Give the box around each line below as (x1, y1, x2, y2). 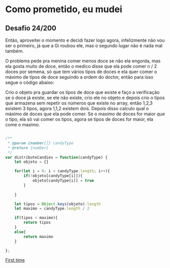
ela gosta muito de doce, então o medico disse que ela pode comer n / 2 (5, 63, 157, 69)
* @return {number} (7, 145, 49, 150)
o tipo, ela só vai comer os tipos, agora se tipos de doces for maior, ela (5, 116, 154, 122)
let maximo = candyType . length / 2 (14, 206, 90, 211)
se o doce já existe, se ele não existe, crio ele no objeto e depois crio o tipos (5, 95, 165, 100)
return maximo (23, 234, 53, 239)
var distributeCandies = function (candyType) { (5, 155, 108, 160)
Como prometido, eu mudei (5, 4, 123, 15)
